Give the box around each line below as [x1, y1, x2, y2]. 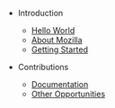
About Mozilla [31, 35, 83, 45]
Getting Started [31, 44, 88, 55]
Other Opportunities [31, 89, 106, 99]
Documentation [31, 79, 89, 89]
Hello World [31, 25, 75, 35]
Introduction [17, 8, 64, 18]
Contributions [17, 62, 69, 72]
